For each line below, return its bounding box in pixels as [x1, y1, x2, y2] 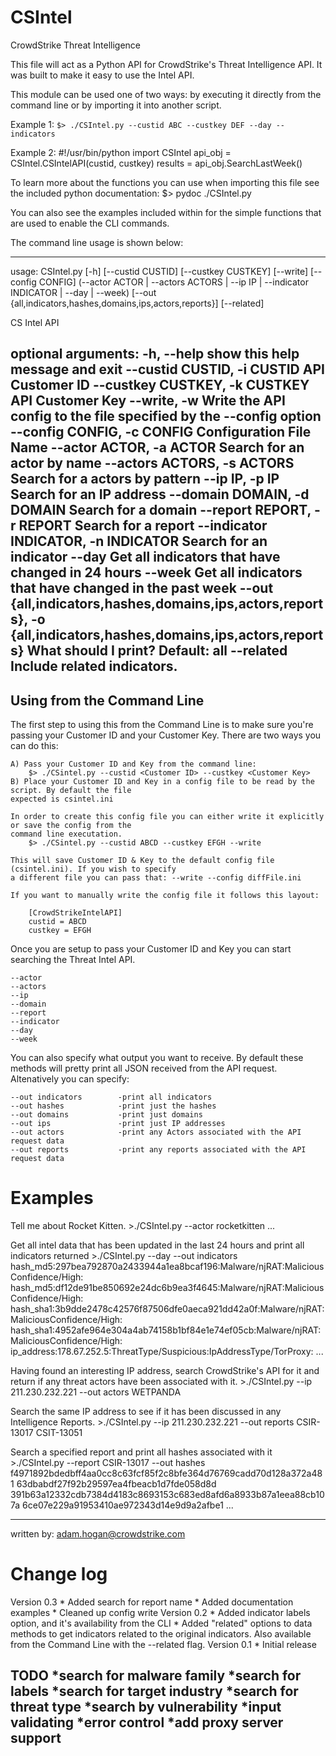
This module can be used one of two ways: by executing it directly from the [10, 88, 322, 100]
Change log [10, 1563, 108, 1586]
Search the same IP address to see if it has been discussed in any [10, 1406, 282, 1418]
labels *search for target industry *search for [10, 1683, 299, 1700]
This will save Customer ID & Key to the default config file [10, 856, 275, 866]
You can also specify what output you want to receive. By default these [10, 1052, 304, 1064]
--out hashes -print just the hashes [10, 1101, 217, 1111]
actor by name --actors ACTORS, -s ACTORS [10, 455, 295, 472]
